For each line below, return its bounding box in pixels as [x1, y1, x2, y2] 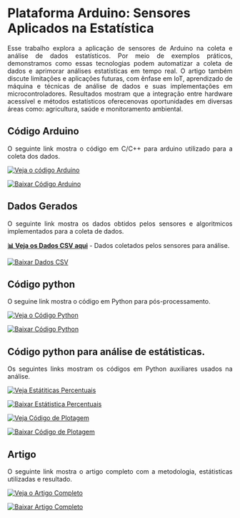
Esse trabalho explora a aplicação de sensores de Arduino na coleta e [7, 44, 233, 52]
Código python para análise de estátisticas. [7, 345, 206, 358]
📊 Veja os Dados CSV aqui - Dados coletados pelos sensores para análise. [7, 241, 230, 249]
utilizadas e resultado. [7, 475, 73, 483]
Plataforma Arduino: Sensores [7, 5, 191, 21]
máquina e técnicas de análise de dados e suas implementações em [7, 81, 233, 90]
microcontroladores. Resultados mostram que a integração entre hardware [7, 89, 233, 98]
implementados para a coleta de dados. [7, 226, 124, 235]
